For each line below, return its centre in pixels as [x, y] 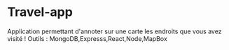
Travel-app [40, 12]
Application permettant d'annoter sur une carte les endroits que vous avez [114, 31]
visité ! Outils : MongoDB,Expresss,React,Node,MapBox [88, 38]
